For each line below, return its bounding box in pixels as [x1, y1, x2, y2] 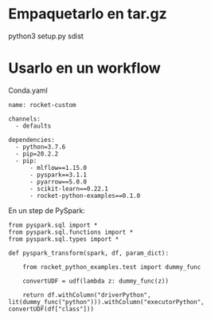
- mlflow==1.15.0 [29, 164, 88, 172]
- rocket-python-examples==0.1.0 [29, 192, 141, 200]
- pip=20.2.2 [15, 149, 59, 158]
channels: [8, 115, 41, 123]
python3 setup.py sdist [8, 31, 84, 41]
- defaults [15, 121, 52, 130]
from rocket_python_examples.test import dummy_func [22, 263, 201, 271]
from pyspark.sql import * [8, 221, 98, 229]
